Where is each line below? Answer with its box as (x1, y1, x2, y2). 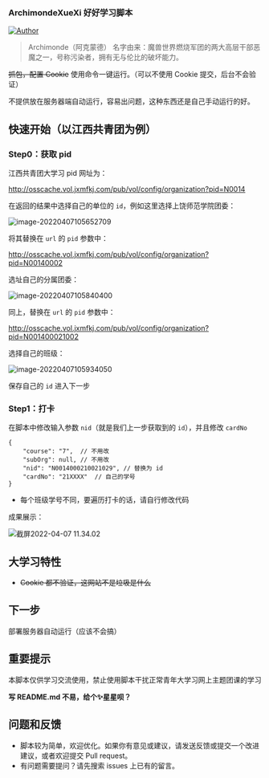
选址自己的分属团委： (8, 275, 79, 284)
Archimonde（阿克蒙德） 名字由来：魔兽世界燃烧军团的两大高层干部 (27, 43, 254, 52)
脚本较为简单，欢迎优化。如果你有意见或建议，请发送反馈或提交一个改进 (19, 740, 259, 750)
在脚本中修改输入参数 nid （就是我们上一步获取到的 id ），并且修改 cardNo (8, 423, 247, 433)
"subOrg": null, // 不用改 (22, 456, 110, 464)
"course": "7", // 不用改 (22, 447, 110, 455)
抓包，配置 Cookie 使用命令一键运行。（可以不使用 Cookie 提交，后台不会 (8, 70, 250, 79)
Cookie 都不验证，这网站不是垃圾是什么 (19, 578, 151, 588)
